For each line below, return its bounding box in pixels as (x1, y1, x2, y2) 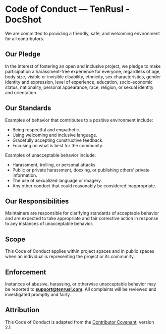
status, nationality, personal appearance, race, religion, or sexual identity (5, 84, 154, 90)
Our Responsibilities (5, 197, 69, 205)
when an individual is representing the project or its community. (5, 254, 135, 260)
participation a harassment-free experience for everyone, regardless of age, (5, 68, 161, 74)
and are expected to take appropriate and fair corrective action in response (5, 216, 159, 222)
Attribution (5, 306, 40, 314)
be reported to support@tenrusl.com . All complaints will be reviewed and (5, 286, 157, 292)
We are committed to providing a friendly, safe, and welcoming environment (5, 30, 160, 36)
